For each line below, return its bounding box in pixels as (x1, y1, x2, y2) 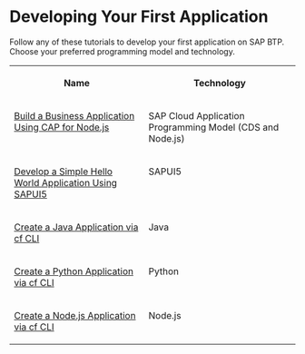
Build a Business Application (14, 109, 135, 122)
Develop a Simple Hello (14, 165, 113, 178)
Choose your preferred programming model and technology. (9, 45, 236, 56)
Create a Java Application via (14, 221, 139, 233)
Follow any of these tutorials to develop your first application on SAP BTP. (9, 36, 285, 47)
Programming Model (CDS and (148, 121, 280, 133)
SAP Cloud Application (148, 109, 245, 122)
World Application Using (14, 176, 118, 189)
